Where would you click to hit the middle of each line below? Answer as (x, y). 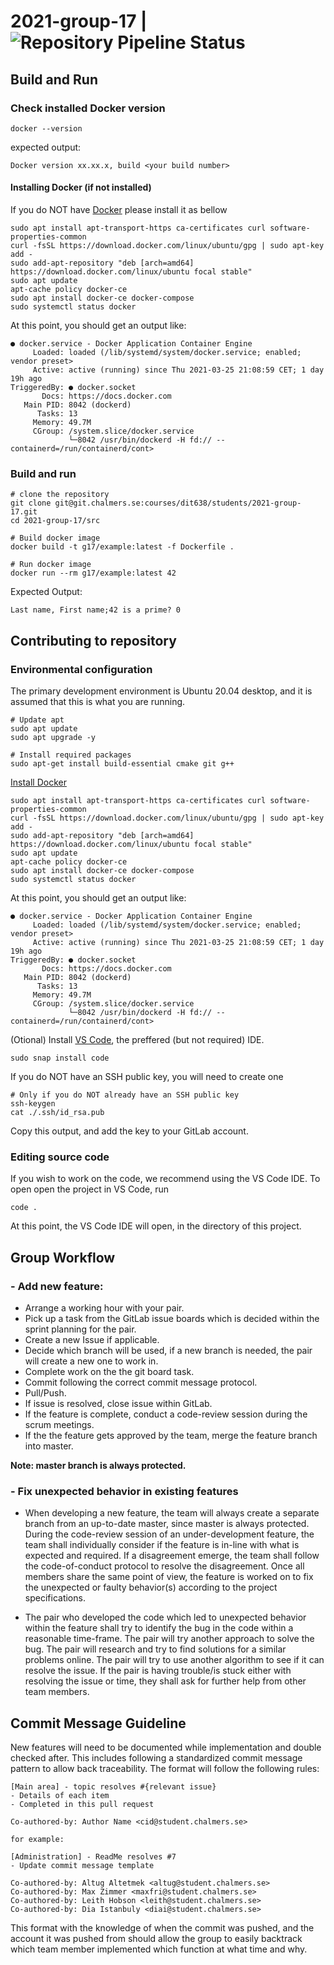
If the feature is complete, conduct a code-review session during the (166, 1414)
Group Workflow (63, 1257)
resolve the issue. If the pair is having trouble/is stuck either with (158, 1671)
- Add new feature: (57, 1286)
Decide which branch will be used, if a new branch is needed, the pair (168, 1351)
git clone (31, 503)
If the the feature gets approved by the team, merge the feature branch (171, 1436)
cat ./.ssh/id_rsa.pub (57, 1113)
